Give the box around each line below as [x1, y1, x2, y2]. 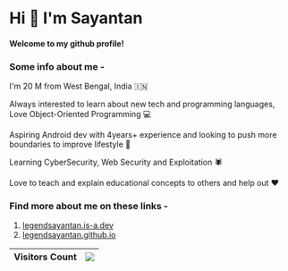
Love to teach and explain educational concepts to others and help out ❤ [9, 178, 280, 189]
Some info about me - [9, 60, 106, 72]
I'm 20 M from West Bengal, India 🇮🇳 [9, 80, 148, 92]
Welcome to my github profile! [9, 38, 124, 48]
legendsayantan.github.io [21, 230, 116, 241]
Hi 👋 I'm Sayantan [9, 8, 143, 29]
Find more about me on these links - [9, 200, 168, 212]
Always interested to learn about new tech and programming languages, [9, 98, 275, 110]
